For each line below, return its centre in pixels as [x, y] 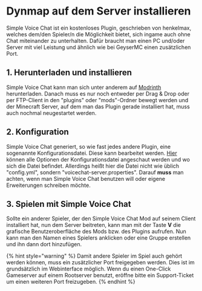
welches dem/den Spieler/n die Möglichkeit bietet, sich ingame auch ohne [98, 34]
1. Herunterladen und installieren [69, 73]
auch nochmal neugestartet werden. [51, 113]
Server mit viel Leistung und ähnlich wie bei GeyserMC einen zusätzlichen [99, 47]
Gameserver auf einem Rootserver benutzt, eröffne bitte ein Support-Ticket [100, 275]
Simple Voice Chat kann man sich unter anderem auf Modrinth [84, 87]
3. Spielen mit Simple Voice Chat [69, 204]
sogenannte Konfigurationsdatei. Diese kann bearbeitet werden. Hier [92, 153]
